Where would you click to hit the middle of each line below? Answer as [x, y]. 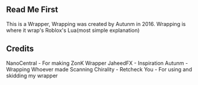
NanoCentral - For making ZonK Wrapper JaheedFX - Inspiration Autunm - [97, 63]
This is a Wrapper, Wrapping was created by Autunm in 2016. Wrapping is [96, 24]
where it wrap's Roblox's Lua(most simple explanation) [73, 30]
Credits [20, 49]
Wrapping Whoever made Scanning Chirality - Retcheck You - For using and [99, 69]
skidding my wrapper [32, 76]
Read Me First [32, 10]
